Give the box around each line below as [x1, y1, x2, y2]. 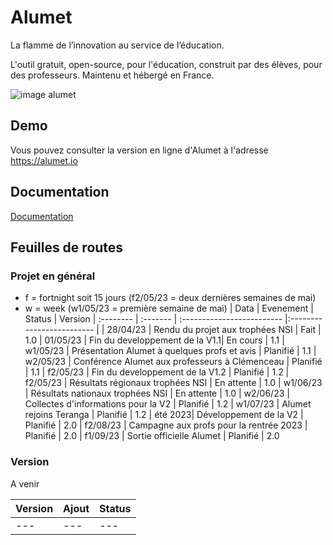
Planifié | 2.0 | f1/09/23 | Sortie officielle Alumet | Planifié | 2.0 [24, 430, 280, 442]
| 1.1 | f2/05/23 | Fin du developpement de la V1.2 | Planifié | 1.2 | [24, 366, 290, 378]
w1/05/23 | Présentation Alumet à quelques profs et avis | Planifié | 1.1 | [24, 345, 317, 357]
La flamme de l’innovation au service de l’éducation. [10, 39, 225, 51]
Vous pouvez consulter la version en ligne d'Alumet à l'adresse [10, 144, 269, 156]
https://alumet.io [10, 154, 78, 166]
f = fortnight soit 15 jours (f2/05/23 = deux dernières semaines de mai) [24, 292, 317, 304]
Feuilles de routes [10, 239, 124, 256]
